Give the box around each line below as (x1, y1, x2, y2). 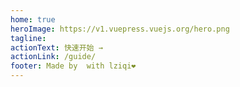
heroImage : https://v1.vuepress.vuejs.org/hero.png (10, 24, 230, 34)
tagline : (10, 33, 47, 43)
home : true (10, 14, 56, 25)
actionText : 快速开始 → (10, 42, 103, 53)
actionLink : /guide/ (10, 52, 97, 62)
